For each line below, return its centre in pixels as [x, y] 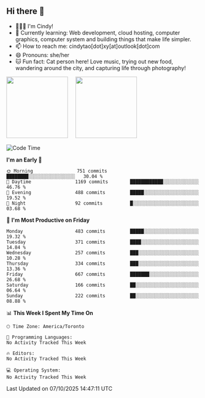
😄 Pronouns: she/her [42, 55]
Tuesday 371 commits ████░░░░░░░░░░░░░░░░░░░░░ [103, 242]
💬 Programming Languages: [39, 337]
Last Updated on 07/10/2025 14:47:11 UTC [59, 388]
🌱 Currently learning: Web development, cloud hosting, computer [98, 33]
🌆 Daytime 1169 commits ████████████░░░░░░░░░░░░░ [103, 182]
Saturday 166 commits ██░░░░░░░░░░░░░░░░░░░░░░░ [103, 285]
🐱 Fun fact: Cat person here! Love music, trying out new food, [94, 61]
